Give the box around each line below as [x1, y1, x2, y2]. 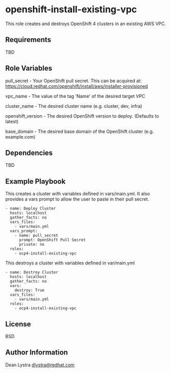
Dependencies [5, 148, 53, 157]
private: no [18, 242, 45, 247]
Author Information [5, 348, 68, 357]
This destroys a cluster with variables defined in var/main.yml [5, 260, 135, 266]
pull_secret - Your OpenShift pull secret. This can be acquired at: [5, 77, 142, 84]
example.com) [5, 133, 36, 140]
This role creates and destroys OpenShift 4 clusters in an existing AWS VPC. [5, 21, 166, 27]
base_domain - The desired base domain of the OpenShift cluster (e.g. [5, 128, 154, 134]
